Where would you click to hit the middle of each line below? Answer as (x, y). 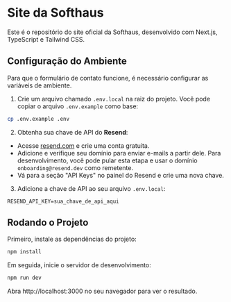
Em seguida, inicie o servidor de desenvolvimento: (79, 265)
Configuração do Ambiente (67, 61)
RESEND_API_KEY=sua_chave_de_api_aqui (63, 201)
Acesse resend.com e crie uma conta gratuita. (83, 145)
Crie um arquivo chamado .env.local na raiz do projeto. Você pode (113, 99)
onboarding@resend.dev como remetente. (75, 167)
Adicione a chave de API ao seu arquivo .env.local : (91, 188)
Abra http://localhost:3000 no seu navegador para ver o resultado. (102, 291)
